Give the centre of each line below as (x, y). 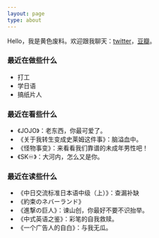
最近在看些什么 (32, 114)
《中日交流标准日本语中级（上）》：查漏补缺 (78, 193)
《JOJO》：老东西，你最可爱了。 (61, 131)
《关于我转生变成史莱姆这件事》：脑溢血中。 (79, 139)
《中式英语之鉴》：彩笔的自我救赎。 (67, 219)
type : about (24, 20)
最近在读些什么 (32, 177)
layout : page (26, 14)
